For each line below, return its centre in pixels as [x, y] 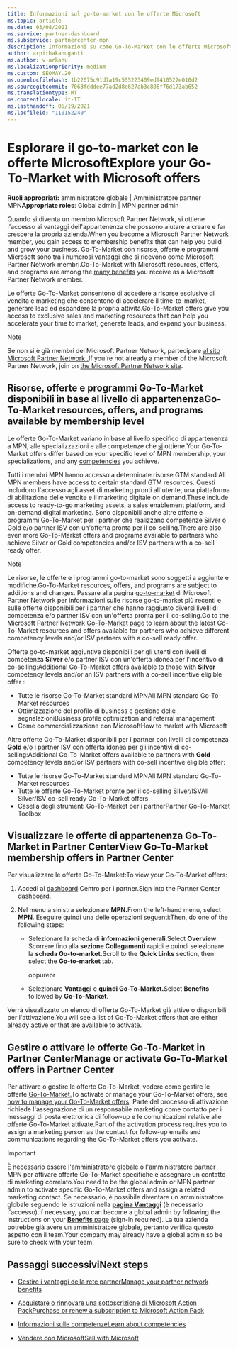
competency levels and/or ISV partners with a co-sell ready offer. [103, 638]
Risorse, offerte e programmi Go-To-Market [105, 388]
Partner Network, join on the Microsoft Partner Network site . [95, 365]
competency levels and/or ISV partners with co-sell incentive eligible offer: [116, 762]
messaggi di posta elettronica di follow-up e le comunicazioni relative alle [114, 1117]
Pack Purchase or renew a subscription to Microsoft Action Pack [110, 1310]
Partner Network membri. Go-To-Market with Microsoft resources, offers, [113, 264]
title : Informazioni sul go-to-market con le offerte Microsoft [104, 14]
